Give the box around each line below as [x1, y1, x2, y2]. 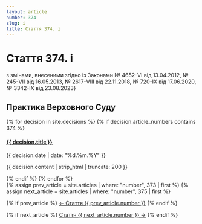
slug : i [6, 20, 26, 26]
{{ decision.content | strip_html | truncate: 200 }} [6, 164, 128, 171]
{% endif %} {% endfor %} [6, 175, 73, 182]
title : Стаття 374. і [6, 25, 61, 32]
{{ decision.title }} [6, 138, 53, 146]
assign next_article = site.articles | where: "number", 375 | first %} [6, 188, 171, 195]
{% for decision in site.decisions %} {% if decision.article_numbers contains [6, 118, 196, 125]
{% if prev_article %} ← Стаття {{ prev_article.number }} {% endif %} [6, 200, 178, 207]
